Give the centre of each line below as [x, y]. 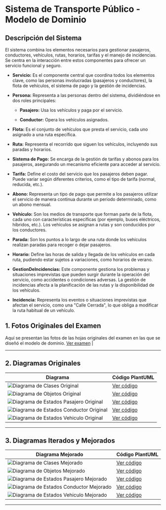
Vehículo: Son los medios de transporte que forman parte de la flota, [83, 214]
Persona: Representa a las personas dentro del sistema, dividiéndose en [86, 95]
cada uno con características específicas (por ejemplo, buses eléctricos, [86, 219]
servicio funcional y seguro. [33, 66]
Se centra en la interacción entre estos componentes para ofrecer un [75, 60]
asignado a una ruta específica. [44, 134]
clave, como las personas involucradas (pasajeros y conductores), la [82, 80]
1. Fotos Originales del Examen [53, 326]
